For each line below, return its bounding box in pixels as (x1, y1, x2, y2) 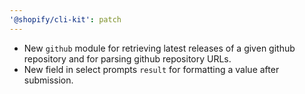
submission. (23, 74, 74, 86)
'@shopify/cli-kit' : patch (9, 14, 122, 25)
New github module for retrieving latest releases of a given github (23, 42, 296, 54)
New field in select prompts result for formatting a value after (23, 63, 280, 75)
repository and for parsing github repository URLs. (23, 52, 232, 65)
